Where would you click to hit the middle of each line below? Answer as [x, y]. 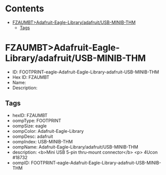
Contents [25, 9]
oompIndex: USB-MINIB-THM [42, 141]
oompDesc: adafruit [33, 136]
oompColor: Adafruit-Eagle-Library [48, 131]
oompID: [21, 163]
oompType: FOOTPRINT [37, 120]
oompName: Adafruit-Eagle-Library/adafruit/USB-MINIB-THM [75, 147]
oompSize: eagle [29, 126]
